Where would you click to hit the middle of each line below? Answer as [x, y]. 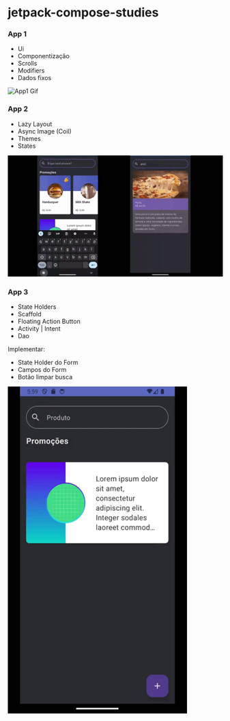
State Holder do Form [48, 363]
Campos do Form [42, 370]
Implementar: [26, 349]
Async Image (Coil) [45, 131]
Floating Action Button [49, 321]
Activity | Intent [39, 329]
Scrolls [27, 64]
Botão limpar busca [45, 377]
